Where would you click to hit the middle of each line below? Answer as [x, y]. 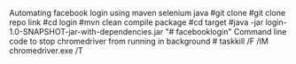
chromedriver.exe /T [47, 51]
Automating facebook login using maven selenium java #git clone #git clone [148, 13]
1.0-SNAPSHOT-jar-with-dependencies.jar [86, 32]
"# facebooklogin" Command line [226, 32]
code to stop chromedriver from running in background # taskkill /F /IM [139, 41]
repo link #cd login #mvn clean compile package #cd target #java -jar [136, 22]
